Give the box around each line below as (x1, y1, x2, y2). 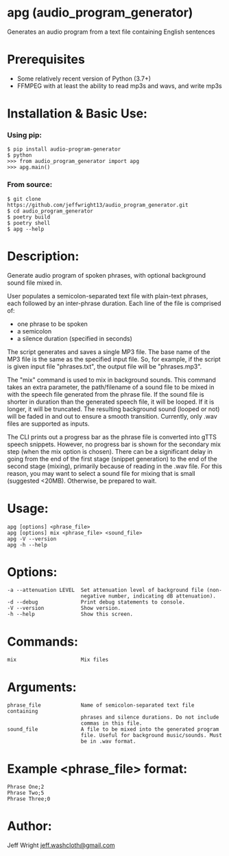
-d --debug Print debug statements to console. (7, 599, 186, 606)
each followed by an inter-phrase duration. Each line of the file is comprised (7, 299, 221, 307)
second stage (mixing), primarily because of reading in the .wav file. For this (7, 462, 223, 470)
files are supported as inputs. (7, 419, 90, 428)
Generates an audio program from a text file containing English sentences (7, 28, 215, 36)
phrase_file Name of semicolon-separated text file (7, 702, 195, 709)
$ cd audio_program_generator (7, 208, 94, 215)
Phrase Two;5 (7, 789, 45, 797)
